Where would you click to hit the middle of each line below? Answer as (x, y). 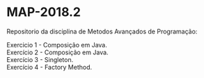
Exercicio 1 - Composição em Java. (57, 45)
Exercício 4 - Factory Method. (49, 67)
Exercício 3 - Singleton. (40, 59)
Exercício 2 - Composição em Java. (57, 52)
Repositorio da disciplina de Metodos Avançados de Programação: (102, 31)
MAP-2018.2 (44, 12)
